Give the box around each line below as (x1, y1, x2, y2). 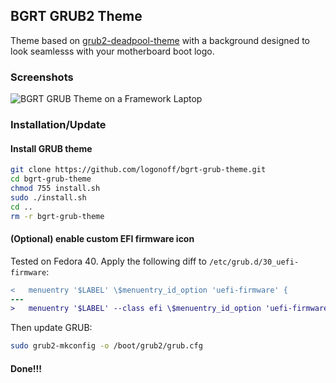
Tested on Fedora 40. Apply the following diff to (10, 255, 207, 267)
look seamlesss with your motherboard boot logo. (10, 45, 215, 57)
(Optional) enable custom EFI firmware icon (10, 233, 195, 245)
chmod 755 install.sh (10, 183, 101, 193)
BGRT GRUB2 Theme (10, 8, 143, 25)
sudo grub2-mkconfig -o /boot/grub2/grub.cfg (10, 341, 203, 351)
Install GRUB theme (10, 142, 93, 154)
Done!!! (10, 362, 42, 374)
